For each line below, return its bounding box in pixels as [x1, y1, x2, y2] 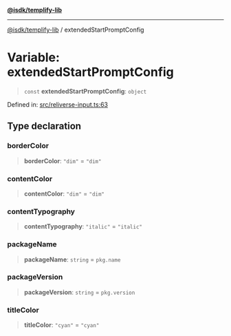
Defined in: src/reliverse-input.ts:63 [7, 100, 109, 109]
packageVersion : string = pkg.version [23, 288, 135, 296]
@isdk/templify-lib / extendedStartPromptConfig [7, 25, 144, 34]
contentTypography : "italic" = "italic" [23, 222, 143, 231]
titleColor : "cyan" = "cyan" [23, 321, 100, 329]
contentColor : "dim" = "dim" [23, 189, 105, 198]
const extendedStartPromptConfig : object [23, 87, 147, 95]
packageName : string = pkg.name [23, 255, 121, 264]
